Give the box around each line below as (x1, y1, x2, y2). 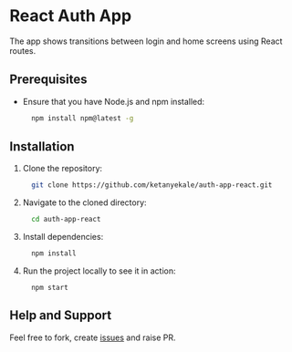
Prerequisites (9, 72, 88, 88)
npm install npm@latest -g (31, 113, 134, 123)
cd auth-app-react (31, 215, 101, 224)
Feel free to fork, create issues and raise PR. (9, 332, 176, 343)
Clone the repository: (22, 163, 103, 174)
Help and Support (9, 307, 112, 324)
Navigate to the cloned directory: (22, 197, 148, 208)
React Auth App (9, 5, 132, 26)
